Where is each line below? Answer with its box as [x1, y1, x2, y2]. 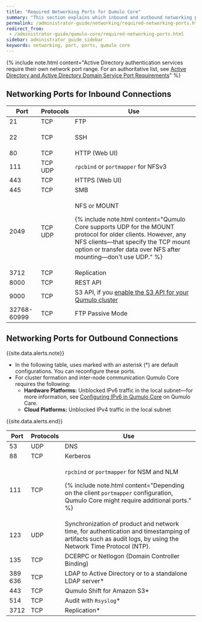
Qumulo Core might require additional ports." [64, 496, 192, 505]
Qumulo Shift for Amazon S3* [64, 586, 149, 595]
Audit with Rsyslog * [64, 596, 121, 605]
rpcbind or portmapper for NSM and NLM [64, 467, 179, 476]
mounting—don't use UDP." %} [75, 252, 163, 261]
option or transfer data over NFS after [75, 245, 181, 253]
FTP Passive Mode [75, 309, 128, 317]
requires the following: [14, 380, 71, 387]
